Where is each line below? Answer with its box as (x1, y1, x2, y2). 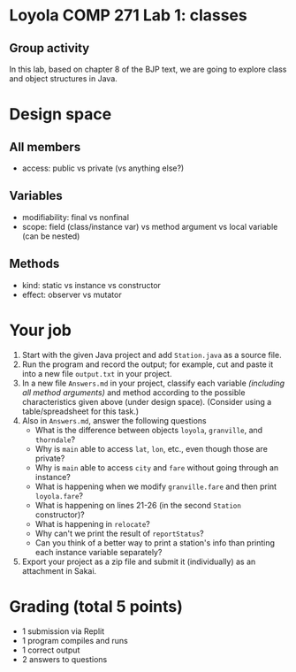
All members (9, 139, 81, 155)
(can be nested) (21, 231, 80, 241)
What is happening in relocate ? (34, 518, 150, 529)
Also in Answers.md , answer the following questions (21, 415, 207, 425)
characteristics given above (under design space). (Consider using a (21, 396, 272, 407)
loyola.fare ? (34, 490, 84, 500)
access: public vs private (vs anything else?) (21, 163, 185, 173)
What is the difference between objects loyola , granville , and (34, 424, 263, 435)
